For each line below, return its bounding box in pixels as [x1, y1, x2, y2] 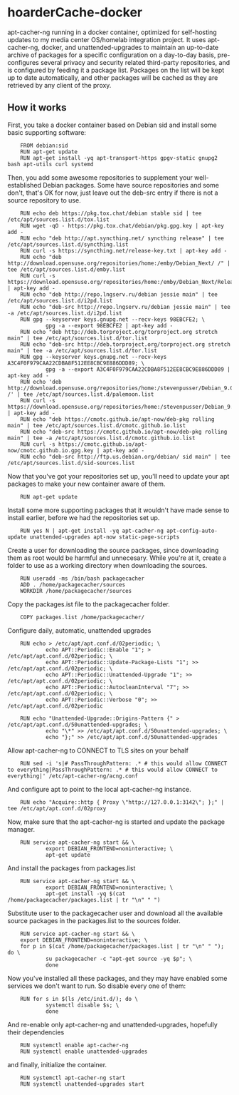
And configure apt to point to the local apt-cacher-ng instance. [7, 785, 191, 793]
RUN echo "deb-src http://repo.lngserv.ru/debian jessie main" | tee [20, 303, 231, 310]
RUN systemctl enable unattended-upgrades [20, 1048, 148, 1055]
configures [7, 58, 39, 66]
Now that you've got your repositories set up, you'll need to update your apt [7, 472, 230, 480]
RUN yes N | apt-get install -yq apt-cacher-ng [20, 527, 164, 534]
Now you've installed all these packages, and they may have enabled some [7, 974, 228, 982]
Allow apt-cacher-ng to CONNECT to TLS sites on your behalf [7, 746, 188, 755]
